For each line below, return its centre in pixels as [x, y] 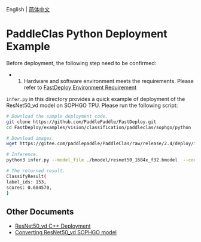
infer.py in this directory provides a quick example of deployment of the [96, 99]
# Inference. [22, 155]
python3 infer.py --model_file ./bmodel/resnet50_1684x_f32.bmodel [92, 160]
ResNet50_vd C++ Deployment [53, 226]
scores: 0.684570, [29, 188]
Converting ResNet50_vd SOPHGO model [66, 232]
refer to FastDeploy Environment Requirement [80, 87]
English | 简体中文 [28, 9]
